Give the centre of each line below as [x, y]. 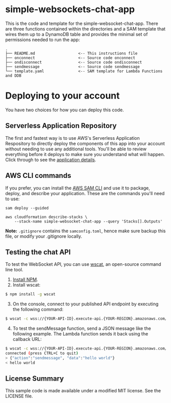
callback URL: [27, 339]
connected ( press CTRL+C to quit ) [42, 353]
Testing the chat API [38, 252]
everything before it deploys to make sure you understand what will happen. [85, 154]
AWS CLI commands [38, 176]
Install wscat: [26, 285]
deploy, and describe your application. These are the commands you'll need [85, 193]
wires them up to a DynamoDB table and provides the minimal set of [77, 34]
